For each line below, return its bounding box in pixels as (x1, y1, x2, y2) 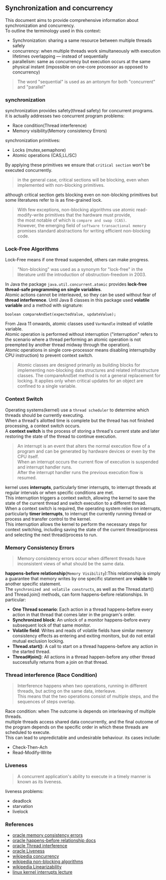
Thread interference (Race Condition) (5, 671, 98, 678)
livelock (12, 808, 28, 814)
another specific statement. (5, 581, 61, 587)
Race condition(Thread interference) (12, 123, 87, 129)
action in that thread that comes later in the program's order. (12, 612, 136, 618)
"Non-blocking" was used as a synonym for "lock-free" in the (17, 266, 143, 272)
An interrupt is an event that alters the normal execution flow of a (17, 443, 150, 449)
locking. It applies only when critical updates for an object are (17, 378, 144, 384)
